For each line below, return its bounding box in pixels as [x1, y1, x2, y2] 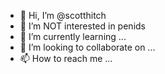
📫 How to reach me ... [19, 53, 113, 64]
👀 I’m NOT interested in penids [19, 20, 146, 32]
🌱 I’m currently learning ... [19, 31, 127, 42]
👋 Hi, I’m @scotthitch [19, 10, 107, 21]
